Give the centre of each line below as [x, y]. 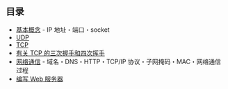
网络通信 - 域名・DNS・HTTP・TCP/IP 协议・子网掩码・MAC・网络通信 [118, 61]
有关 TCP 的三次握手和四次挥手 [60, 52]
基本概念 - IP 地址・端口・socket [63, 30]
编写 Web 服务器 [39, 79]
